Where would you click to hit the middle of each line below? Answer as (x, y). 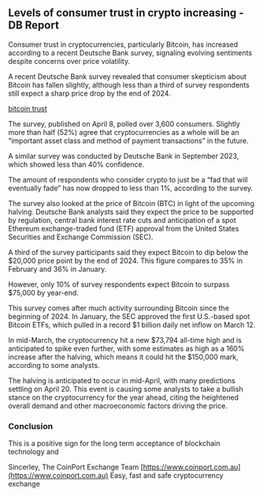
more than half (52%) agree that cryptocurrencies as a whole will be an (124, 132)
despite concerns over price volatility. (69, 61)
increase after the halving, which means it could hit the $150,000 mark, (123, 357)
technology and (33, 452)
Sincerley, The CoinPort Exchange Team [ (76, 467)
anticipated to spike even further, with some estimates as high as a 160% (126, 348)
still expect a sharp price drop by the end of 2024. (89, 93)
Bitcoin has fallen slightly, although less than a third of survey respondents (129, 85)
